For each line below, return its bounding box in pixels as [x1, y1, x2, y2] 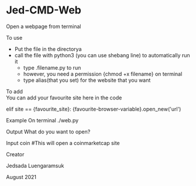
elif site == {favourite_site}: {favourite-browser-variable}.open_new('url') [6, 105, 181, 112]
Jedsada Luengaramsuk [6, 162, 64, 169]
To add [6, 88, 23, 95]
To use [6, 34, 23, 41]
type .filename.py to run [23, 64, 81, 71]
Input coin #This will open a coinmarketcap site [6, 139, 120, 146]
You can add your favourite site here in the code [6, 94, 122, 101]
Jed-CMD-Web [6, 4, 82, 17]
